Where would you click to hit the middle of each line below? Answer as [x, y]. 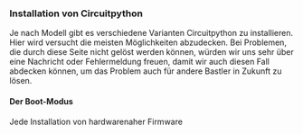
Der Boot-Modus [42, 101]
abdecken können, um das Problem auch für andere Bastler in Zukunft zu [146, 71]
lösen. [21, 81]
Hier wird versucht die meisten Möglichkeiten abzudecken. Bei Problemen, [148, 42]
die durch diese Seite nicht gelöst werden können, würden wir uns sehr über [151, 52]
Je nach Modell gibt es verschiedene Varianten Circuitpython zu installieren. [151, 33]
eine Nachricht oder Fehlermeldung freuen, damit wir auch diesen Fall [139, 62]
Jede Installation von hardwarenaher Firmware [96, 121]
